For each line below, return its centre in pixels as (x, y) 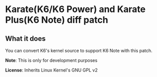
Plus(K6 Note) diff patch (57, 20)
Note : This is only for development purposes (51, 60)
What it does (26, 38)
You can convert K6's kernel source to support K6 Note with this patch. (79, 51)
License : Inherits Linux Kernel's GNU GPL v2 (51, 70)
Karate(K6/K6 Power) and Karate (75, 9)
